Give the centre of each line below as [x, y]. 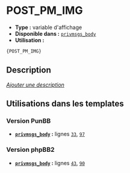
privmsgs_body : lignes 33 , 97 [50, 134]
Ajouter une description [36, 85]
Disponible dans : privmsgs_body [55, 33]
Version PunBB [29, 120]
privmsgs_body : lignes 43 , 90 [50, 163]
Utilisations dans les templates [65, 104]
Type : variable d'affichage [48, 27]
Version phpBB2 [31, 150]
